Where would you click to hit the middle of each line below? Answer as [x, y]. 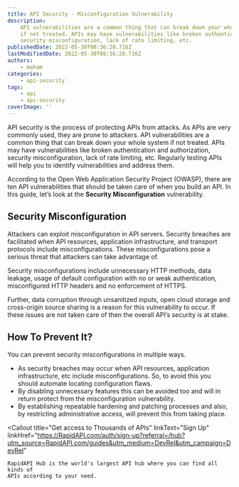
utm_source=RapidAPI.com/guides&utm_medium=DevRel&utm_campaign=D [119, 443]
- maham [31, 67]
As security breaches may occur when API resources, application [113, 368]
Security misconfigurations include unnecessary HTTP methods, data [110, 270]
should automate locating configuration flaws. [85, 383]
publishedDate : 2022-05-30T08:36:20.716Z [70, 47]
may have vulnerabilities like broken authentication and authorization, [109, 150]
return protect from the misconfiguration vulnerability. [96, 398]
